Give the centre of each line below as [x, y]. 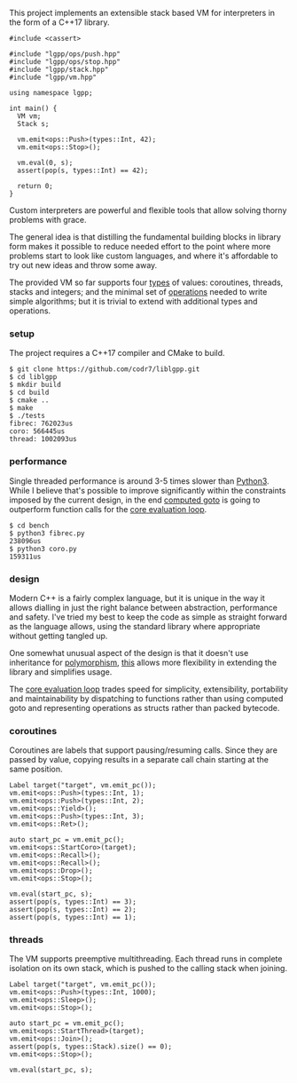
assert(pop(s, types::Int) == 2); [73, 910]
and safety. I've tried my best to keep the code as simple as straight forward [148, 617]
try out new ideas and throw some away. [83, 265]
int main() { [33, 108]
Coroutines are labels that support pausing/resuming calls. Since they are [143, 750]
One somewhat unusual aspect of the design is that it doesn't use [129, 652]
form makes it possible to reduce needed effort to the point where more [140, 246]
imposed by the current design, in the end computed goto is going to [135, 500]
